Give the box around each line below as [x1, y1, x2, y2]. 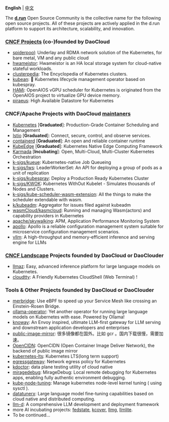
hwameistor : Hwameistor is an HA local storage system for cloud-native [12, 60, 162, 66]
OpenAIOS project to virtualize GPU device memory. [12, 93, 121, 99]
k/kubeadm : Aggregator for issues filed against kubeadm [12, 202, 131, 208]
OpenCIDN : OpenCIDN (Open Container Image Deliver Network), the [12, 343, 155, 349]
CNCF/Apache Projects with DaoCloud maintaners [5, 110, 131, 117]
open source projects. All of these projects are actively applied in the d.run [5, 20, 160, 26]
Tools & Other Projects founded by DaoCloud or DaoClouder [5, 286, 154, 293]
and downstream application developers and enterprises [12, 324, 130, 331]
